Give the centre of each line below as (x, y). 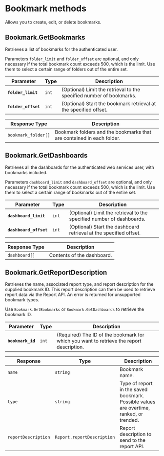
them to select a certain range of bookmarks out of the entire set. (71, 192)
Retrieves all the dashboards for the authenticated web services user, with (80, 167)
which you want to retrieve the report (99, 341)
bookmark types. (22, 300)
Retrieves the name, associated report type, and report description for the (79, 284)
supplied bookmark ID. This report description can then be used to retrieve (80, 290)
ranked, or (131, 414)
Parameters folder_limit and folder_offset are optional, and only (72, 59)
